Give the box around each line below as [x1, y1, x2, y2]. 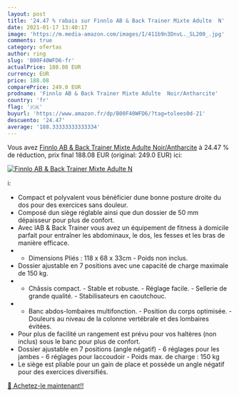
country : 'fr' [7, 97, 50, 104]
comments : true [7, 37, 53, 44]
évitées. [28, 322, 52, 331]
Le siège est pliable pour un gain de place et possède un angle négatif [17, 360, 225, 368]
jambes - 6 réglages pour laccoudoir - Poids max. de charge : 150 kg [17, 352, 220, 361]
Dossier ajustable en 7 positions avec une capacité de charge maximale [17, 261, 229, 270]
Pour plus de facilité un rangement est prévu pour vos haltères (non [17, 329, 217, 338]
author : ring [7, 51, 46, 58]
